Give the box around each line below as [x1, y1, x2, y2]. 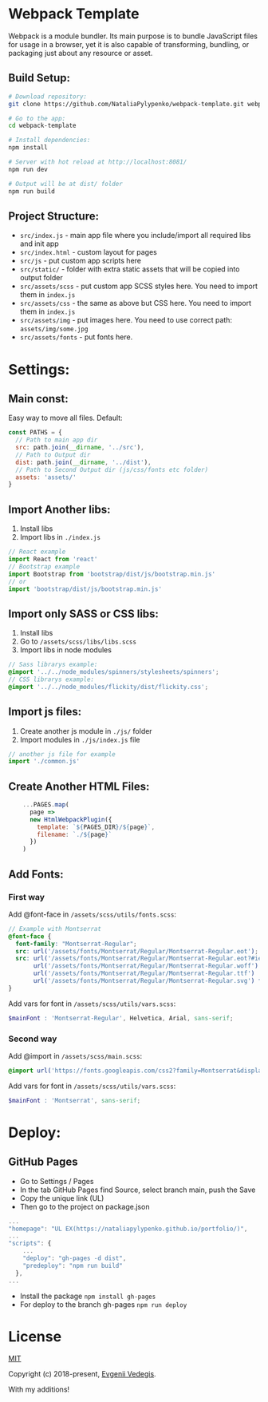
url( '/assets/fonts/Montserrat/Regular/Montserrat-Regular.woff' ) [33, 962, 259, 970]
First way [8, 891, 45, 902]
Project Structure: [8, 209, 100, 223]
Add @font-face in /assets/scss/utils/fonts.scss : [8, 909, 177, 919]
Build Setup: [8, 71, 70, 85]
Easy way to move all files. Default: [8, 413, 123, 423]
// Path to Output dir [15, 450, 91, 459]
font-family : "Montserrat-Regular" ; [15, 940, 137, 948]
